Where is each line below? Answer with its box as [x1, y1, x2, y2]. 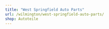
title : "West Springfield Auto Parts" [5, 7, 84, 12]
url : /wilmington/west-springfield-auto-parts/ [5, 12, 105, 17]
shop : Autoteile [5, 16, 38, 21]
